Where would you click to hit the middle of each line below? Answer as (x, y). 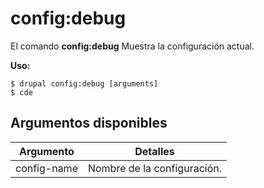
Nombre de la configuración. (154, 168)
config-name (46, 168)
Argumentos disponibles (89, 123)
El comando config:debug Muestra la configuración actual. (132, 46)
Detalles (154, 151)
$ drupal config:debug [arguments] (84, 83)
